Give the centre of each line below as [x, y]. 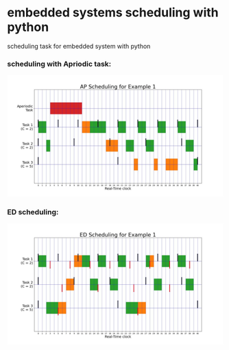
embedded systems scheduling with [113, 13]
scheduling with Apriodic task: [59, 64]
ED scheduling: [33, 212]
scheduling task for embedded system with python [79, 46]
